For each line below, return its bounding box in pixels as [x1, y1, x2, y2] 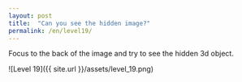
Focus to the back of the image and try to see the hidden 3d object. [8, 49, 234, 59]
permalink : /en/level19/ [8, 27, 93, 35]
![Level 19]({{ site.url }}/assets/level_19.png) [8, 64, 154, 74]
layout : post [8, 11, 53, 20]
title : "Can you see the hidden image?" [8, 19, 151, 27]
